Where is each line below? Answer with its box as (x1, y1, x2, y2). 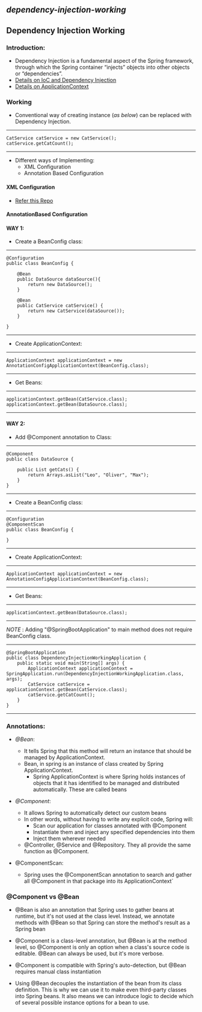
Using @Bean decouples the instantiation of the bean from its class (14, 980, 182, 987)
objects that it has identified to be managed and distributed (32, 779, 180, 786)
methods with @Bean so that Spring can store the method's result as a (14, 919, 191, 926)
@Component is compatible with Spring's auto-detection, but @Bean (14, 962, 186, 969)
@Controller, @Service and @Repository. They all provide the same (23, 841, 191, 848)
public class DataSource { (6, 456, 74, 462)
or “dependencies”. (14, 70, 63, 77)
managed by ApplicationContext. (23, 754, 106, 761)
